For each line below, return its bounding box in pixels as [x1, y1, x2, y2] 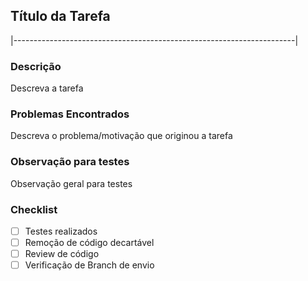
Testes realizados [24, 225, 98, 237]
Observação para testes [10, 155, 130, 169]
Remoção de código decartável [24, 237, 155, 249]
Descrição [10, 59, 62, 73]
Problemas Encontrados [10, 107, 130, 121]
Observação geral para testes [10, 177, 133, 189]
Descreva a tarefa [10, 82, 84, 94]
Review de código [24, 248, 100, 260]
